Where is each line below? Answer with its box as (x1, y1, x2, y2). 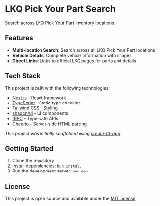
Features (5, 34, 33, 42)
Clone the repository (12, 158, 54, 164)
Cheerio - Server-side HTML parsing (12, 121, 87, 127)
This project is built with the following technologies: (5, 85, 110, 91)
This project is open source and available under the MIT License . (5, 196, 137, 202)
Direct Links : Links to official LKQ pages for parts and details (12, 58, 137, 64)
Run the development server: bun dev (12, 168, 88, 174)
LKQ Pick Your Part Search (5, 3, 116, 15)
